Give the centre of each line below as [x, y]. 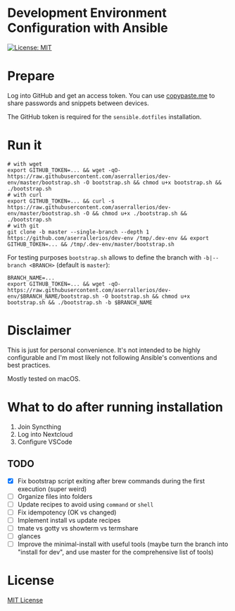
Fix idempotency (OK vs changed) [67, 512]
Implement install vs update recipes [69, 520]
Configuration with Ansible [88, 28]
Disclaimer [39, 330]
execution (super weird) [52, 489]
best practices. [29, 365]
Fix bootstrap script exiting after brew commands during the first [111, 480]
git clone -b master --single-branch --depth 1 [78, 232]
